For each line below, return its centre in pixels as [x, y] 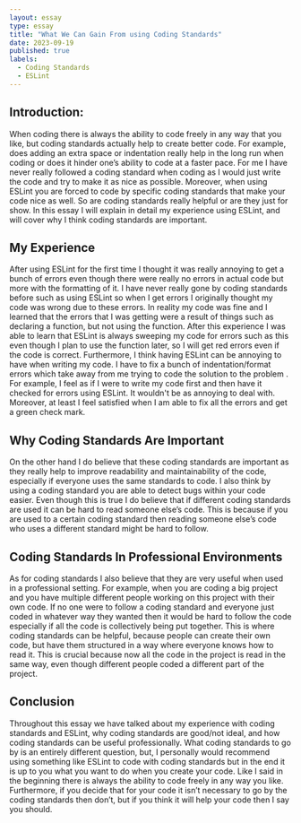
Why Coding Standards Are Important [117, 440]
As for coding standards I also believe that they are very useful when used [146, 578]
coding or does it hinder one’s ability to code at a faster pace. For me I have [149, 162]
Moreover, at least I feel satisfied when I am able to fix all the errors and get [149, 403]
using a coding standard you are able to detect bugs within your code [138, 490]
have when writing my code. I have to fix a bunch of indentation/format [140, 365]
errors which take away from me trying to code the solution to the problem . [149, 374]
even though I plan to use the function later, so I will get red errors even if [145, 345]
